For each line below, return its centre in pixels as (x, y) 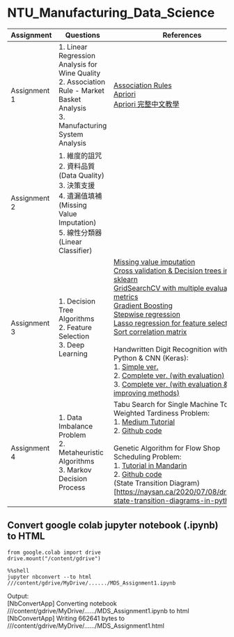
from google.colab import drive (54, 552)
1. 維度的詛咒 (80, 155)
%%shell (18, 571)
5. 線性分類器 (80, 232)
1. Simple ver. (136, 366)
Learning (73, 353)
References (182, 35)
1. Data (70, 417)
